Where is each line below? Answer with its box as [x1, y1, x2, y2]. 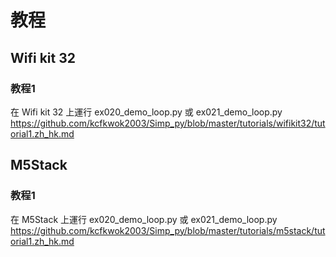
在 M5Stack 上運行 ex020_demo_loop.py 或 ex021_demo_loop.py [10, 213, 278, 225]
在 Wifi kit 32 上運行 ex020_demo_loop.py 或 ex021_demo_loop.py [10, 106, 283, 118]
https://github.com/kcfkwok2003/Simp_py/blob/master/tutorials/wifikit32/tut [10, 117, 326, 129]
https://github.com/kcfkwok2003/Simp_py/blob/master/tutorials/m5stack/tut [10, 224, 326, 236]
